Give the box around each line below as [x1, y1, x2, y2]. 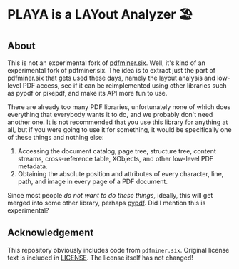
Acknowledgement [7, 227, 94, 239]
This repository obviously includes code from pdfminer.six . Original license [7, 245, 230, 254]
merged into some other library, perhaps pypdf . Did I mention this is [7, 198, 206, 207]
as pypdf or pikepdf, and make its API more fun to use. [7, 89, 168, 97]
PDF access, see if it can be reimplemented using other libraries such [22, 81, 227, 90]
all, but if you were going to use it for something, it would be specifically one [7, 126, 232, 133]
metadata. [17, 162, 48, 171]
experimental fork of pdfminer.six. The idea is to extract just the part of [7, 66, 216, 74]
